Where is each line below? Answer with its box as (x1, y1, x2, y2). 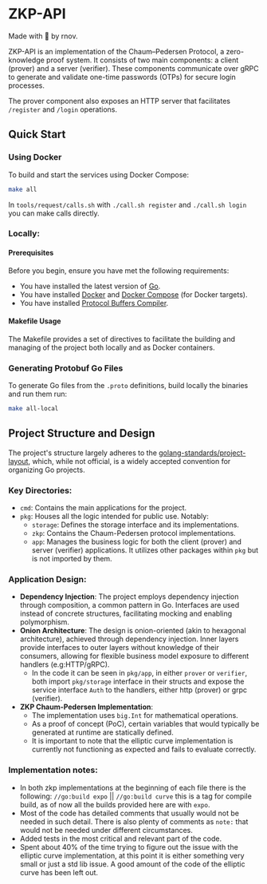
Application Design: (8, 574, 87, 585)
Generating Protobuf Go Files (8, 363, 124, 374)
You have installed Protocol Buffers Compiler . (19, 298, 169, 307)
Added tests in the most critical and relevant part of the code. (19, 834, 222, 843)
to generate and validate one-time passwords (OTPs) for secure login (8, 72, 237, 81)
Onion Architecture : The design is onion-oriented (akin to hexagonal (19, 626, 246, 636)
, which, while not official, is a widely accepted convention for (27, 456, 231, 466)
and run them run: (8, 389, 68, 399)
